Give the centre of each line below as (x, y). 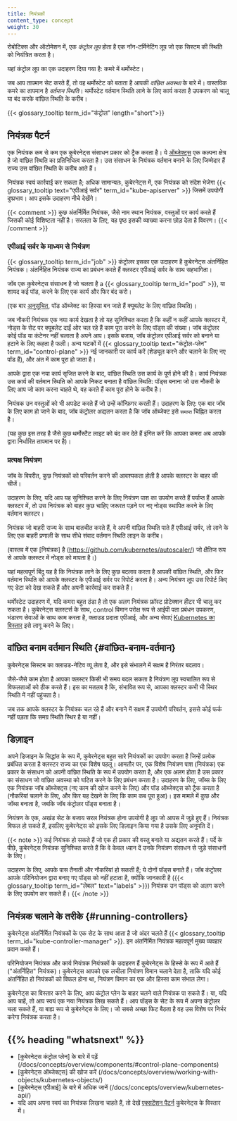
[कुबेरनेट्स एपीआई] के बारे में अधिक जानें (63, 1088)
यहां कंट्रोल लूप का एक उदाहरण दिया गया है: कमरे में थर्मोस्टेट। (76, 69)
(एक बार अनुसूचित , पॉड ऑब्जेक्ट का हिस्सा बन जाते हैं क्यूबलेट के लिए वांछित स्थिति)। (102, 306)
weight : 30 (23, 27)
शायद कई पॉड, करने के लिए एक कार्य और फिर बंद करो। (70, 292)
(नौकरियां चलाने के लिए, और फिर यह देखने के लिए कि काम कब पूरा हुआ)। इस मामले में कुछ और (113, 796)
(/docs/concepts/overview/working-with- (158, 1072)
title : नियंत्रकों (26, 14)
